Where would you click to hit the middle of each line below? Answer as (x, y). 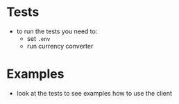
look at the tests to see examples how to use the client (94, 93)
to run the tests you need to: (57, 31)
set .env (39, 38)
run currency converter (60, 46)
